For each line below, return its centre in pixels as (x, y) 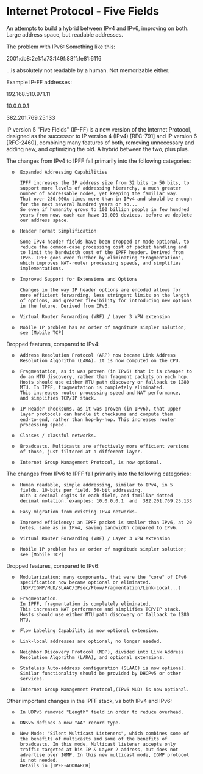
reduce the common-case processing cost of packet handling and (103, 247)
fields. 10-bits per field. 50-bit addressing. (81, 490)
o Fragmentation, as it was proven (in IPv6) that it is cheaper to (102, 371)
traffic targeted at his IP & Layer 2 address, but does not (99, 750)
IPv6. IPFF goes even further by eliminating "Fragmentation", (102, 258)
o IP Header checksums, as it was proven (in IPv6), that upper (97, 409)
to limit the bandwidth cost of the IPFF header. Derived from (102, 252)
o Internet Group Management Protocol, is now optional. (87, 462)
